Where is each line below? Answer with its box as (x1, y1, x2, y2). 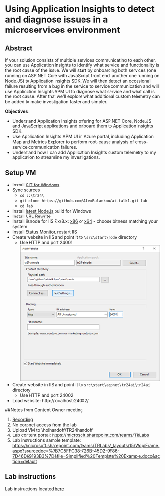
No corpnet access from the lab (12, 422, 77, 428)
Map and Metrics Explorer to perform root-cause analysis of (12, 139, 134, 145)
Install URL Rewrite (12, 213, 51, 219)
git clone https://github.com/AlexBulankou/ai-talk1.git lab (19, 198, 147, 203)
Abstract (5, 44, 33, 52)
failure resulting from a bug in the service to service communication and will (5, 83, 159, 89)
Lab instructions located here (5, 486, 64, 492)
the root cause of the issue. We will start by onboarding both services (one (5, 67, 156, 73)
